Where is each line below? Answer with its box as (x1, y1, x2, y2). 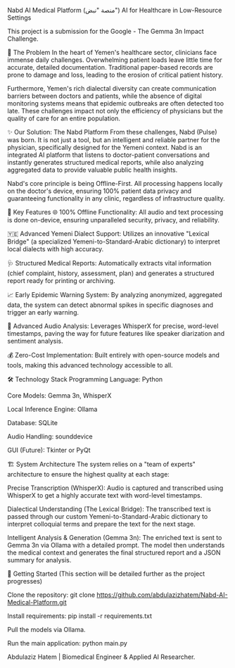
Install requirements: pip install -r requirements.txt (7, 612, 153, 620)
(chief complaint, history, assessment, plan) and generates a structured (7, 269, 215, 277)
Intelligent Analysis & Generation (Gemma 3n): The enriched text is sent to (7, 534, 222, 541)
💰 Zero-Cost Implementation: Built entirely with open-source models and (7, 351, 220, 359)
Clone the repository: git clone (7, 591, 96, 599)
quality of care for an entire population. (7, 114, 121, 122)
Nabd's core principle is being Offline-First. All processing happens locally (7, 179, 223, 187)
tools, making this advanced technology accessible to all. (7, 361, 174, 369)
